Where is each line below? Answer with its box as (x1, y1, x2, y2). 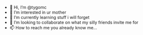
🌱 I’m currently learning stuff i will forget (9, 15, 90, 20)
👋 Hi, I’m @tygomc (9, 5, 47, 10)
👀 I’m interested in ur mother (9, 9, 67, 15)
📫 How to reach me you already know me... (9, 25, 98, 30)
